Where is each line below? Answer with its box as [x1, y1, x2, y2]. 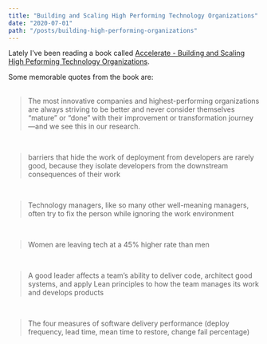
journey [228, 113, 253, 123]
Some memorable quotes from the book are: [8, 73, 154, 82]
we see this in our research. [49, 121, 141, 132]
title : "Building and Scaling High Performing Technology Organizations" [8, 11, 259, 20]
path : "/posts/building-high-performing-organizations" [8, 26, 198, 34]
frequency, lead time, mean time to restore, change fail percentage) [27, 327, 250, 337]
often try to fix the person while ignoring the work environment [27, 209, 234, 219]
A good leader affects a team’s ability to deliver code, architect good [27, 271, 253, 280]
